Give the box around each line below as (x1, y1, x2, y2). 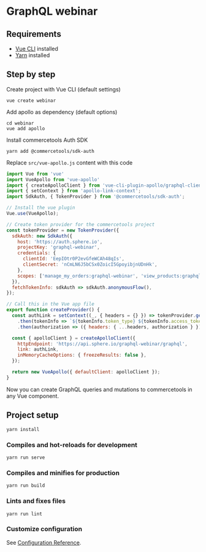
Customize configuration (6, 525, 83, 534)
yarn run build (6, 483, 45, 489)
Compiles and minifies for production (6, 468, 120, 477)
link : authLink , (17, 346, 59, 352)
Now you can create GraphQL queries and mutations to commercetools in (6, 386, 193, 393)
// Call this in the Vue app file (6, 301, 95, 308)
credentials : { (17, 250, 56, 256)
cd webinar (6, 120, 34, 126)
